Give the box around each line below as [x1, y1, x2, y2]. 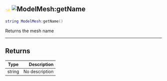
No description [23, 69, 54, 75]
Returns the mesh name [5, 28, 54, 34]
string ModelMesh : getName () [5, 18, 64, 24]
